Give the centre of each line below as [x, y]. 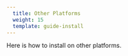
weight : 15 [28, 20]
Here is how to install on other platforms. [64, 46]
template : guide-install [48, 26]
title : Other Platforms [46, 13]
